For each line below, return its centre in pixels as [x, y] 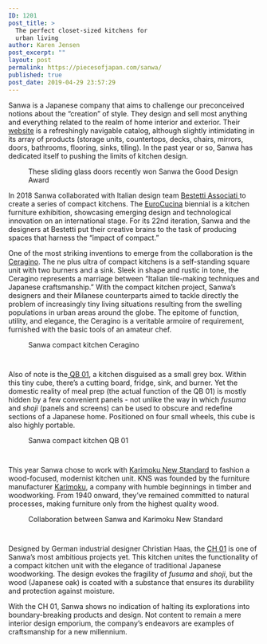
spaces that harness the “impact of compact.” [84, 238]
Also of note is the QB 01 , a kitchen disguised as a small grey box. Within [128, 374]
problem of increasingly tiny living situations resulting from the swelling [125, 304]
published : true [35, 75]
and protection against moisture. [62, 591]
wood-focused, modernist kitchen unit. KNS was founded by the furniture [129, 478]
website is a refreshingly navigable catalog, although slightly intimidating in [132, 130]
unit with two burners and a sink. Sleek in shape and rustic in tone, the [124, 270]
